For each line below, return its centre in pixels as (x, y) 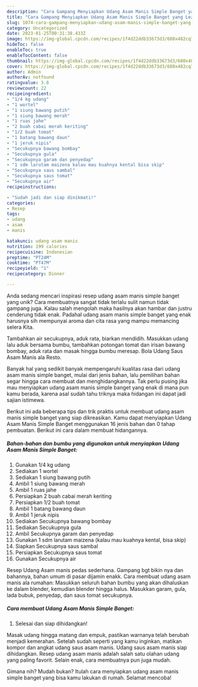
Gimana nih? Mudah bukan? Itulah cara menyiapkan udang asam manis (93, 671)
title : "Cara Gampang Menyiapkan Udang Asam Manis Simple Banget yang (95, 17)
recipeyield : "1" (28, 269)
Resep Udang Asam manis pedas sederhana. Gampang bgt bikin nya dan (95, 570)
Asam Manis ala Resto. (34, 357)
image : (15, 39)
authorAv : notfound (31, 77)
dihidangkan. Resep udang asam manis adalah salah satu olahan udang (93, 653)
